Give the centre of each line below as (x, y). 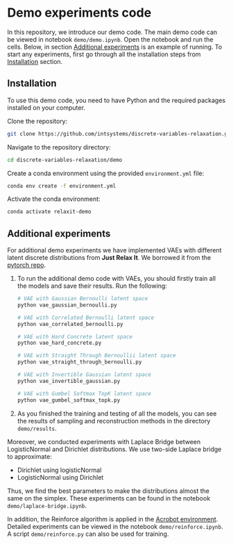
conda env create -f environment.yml (62, 186)
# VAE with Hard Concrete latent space (75, 336)
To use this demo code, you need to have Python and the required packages (116, 100)
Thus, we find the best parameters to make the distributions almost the (109, 491)
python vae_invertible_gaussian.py (69, 381)
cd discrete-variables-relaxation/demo (65, 160)
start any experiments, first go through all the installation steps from (104, 54)
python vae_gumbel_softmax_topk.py (69, 400)
